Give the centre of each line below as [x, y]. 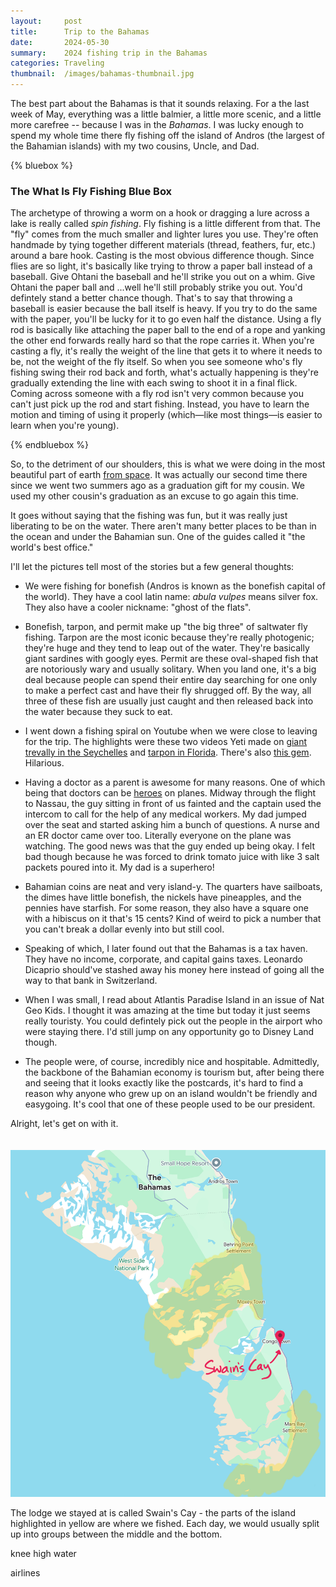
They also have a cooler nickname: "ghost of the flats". [138, 607]
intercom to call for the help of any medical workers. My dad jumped [165, 814]
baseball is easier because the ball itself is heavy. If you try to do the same [164, 309]
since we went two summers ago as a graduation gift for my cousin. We [158, 486]
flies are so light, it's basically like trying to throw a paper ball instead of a [161, 266]
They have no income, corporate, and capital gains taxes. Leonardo [163, 959]
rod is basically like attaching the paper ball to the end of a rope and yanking [168, 330]
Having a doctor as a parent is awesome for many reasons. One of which [175, 782]
